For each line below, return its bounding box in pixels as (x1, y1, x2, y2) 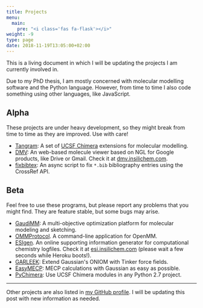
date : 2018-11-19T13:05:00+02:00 (6, 43, 91, 49)
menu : (6, 15, 20, 21)
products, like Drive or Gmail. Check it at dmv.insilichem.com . (14, 155, 168, 162)
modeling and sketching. (14, 226, 77, 233)
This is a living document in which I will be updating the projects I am (6, 59, 178, 67)
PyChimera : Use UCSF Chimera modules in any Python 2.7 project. (14, 270, 182, 278)
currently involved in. (6, 65, 59, 73)
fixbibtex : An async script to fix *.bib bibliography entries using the (14, 161, 183, 168)
